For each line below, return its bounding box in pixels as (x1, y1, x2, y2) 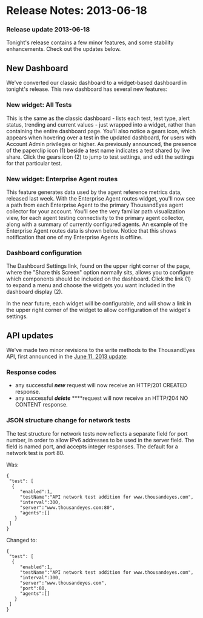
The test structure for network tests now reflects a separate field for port (6, 430, 188, 437)
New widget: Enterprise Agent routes (6, 174, 118, 183)
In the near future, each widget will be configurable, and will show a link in (6, 300, 192, 307)
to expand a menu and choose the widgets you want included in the (6, 282, 176, 289)
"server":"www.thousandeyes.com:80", (19, 504, 115, 511)
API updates (6, 330, 53, 341)
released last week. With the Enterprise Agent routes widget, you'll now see (6, 194, 195, 202)
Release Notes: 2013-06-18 (6, 4, 147, 18)
